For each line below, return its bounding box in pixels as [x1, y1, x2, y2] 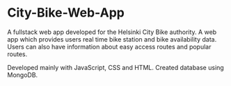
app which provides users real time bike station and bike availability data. [7, 35, 217, 43]
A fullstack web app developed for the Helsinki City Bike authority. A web [7, 28, 217, 36]
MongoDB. [7, 71, 38, 79]
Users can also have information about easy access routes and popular [7, 42, 212, 51]
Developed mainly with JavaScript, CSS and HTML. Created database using [7, 63, 224, 71]
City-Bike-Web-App [7, 5, 125, 21]
